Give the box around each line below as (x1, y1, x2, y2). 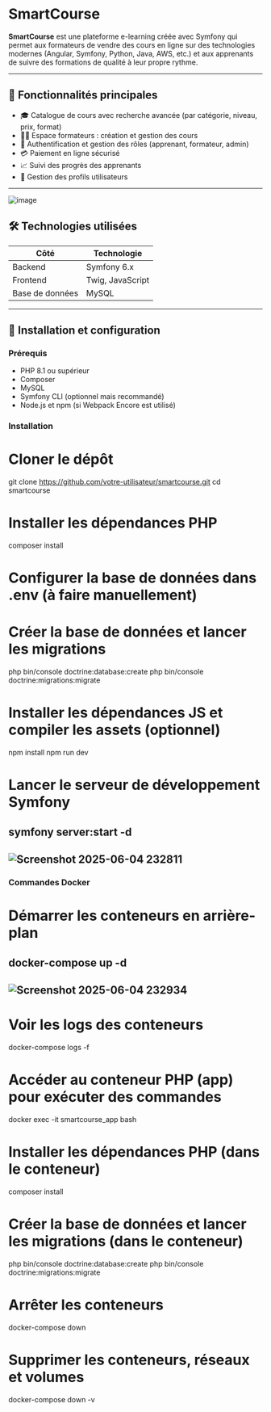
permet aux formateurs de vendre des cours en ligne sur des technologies (8, 40, 256, 49)
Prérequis (8, 347, 48, 359)
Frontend (12, 274, 47, 285)
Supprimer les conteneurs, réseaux (8, 1351, 250, 1369)
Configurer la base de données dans (8, 569, 256, 587)
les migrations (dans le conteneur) (8, 1232, 244, 1250)
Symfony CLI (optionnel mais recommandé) (19, 392, 165, 401)
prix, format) (19, 122, 62, 132)
